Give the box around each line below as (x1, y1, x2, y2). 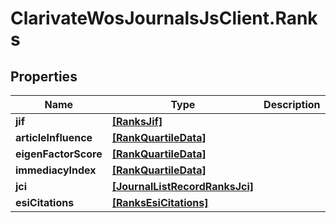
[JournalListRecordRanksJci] (111, 180, 255, 193)
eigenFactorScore (15, 147, 103, 161)
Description (263, 98, 321, 111)
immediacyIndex (15, 163, 97, 177)
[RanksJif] (111, 115, 163, 128)
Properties (10, 68, 78, 85)
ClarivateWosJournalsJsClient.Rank (10, 7, 318, 30)
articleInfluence (15, 131, 93, 144)
